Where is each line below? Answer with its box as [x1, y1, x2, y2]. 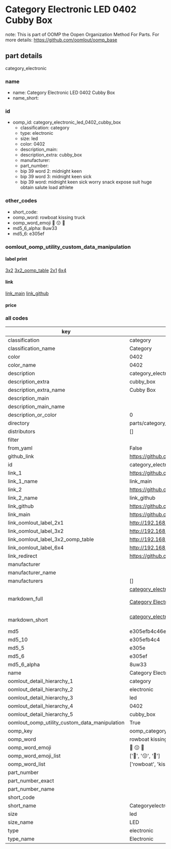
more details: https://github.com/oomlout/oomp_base [5, 37, 118, 43]
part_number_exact [8, 777, 54, 784]
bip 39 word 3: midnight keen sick [20, 174, 92, 180]
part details [5, 52, 43, 60]
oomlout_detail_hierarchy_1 [8, 677, 73, 685]
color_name [8, 361, 36, 368]
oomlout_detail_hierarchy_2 [8, 686, 73, 693]
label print [5, 256, 27, 262]
